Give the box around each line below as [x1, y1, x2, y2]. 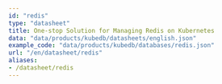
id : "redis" [8, 11, 48, 20]
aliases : [8, 57, 38, 65]
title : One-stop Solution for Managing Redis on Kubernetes [8, 26, 216, 34]
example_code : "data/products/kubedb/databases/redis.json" [8, 42, 216, 50]
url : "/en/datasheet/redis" [8, 49, 103, 57]
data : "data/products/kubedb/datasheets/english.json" [8, 34, 197, 42]
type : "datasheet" [8, 19, 70, 27]
